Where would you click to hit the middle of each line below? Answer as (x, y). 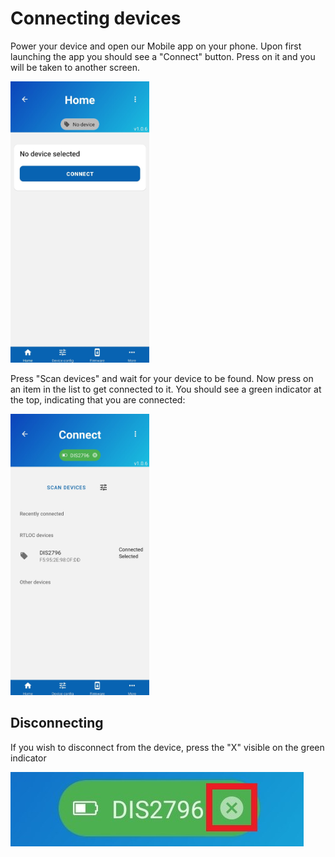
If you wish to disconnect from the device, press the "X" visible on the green (167, 747)
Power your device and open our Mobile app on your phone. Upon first (156, 46)
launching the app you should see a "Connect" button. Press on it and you (163, 56)
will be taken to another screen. (75, 67)
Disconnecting (57, 723)
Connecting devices (96, 18)
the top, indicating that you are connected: (98, 399)
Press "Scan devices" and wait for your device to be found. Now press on (162, 378)
